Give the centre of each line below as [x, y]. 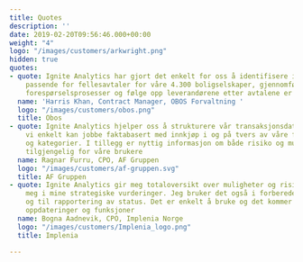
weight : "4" [32, 43]
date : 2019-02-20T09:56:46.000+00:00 [80, 34]
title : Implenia [48, 235]
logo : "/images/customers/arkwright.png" [88, 51]
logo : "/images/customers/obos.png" [86, 110]
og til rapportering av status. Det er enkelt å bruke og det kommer [159, 202]
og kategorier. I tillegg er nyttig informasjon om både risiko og [155, 143]
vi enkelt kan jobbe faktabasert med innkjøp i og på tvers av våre [157, 135]
